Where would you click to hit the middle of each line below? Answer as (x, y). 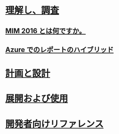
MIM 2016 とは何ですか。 (45, 31)
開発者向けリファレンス (54, 124)
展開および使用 (37, 99)
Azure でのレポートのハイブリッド (59, 50)
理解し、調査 (32, 10)
